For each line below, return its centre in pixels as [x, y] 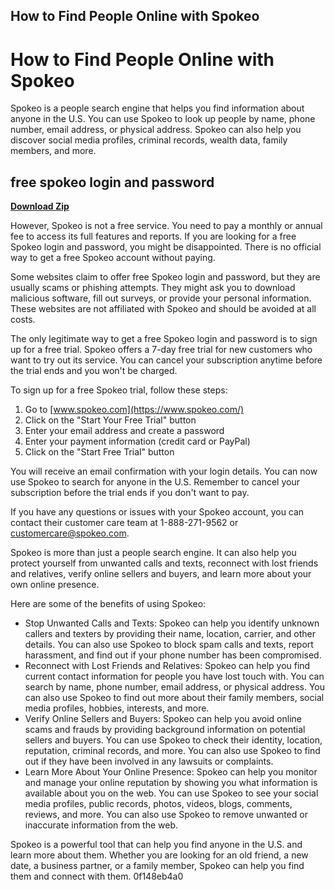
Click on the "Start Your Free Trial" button [110, 420]
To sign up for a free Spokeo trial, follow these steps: [119, 390]
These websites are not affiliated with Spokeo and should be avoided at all [163, 309]
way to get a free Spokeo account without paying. [113, 258]
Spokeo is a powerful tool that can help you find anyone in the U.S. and [156, 845]
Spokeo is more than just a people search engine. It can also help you [153, 553]
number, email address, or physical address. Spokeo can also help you [156, 130]
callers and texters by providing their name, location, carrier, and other [170, 634]
